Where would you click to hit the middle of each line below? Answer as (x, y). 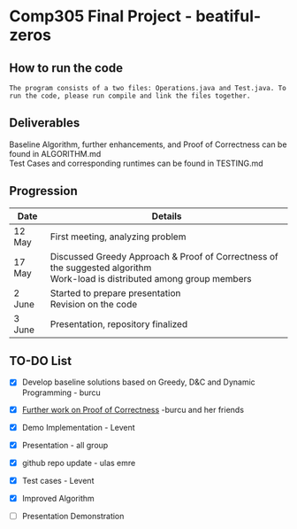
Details (167, 216)
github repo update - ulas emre (79, 463)
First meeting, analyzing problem (118, 237)
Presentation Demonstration (73, 516)
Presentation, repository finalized (119, 323)
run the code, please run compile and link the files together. (130, 96)
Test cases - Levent (58, 480)
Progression (43, 191)
